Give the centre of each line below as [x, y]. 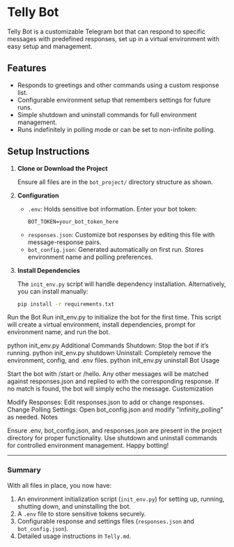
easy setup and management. [50, 46]
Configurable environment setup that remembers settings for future [114, 100]
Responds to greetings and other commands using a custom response [118, 85]
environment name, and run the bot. [58, 332]
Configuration [38, 195]
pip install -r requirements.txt [66, 304]
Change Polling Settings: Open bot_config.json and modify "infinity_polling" [115, 410]
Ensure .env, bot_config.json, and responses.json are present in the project [115, 430]
